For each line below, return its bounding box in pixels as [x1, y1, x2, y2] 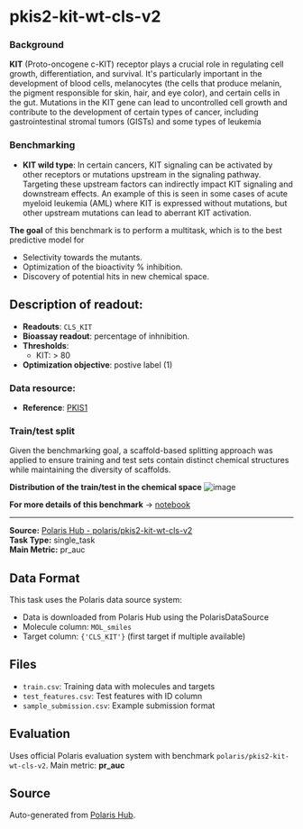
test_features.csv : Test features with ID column [22, 690, 203, 701]
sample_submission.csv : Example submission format [22, 700, 216, 711]
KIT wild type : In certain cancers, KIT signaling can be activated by [22, 159, 273, 170]
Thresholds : [22, 340, 69, 351]
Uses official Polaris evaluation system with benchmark [9, 750, 215, 761]
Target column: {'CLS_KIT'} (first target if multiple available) [22, 631, 246, 642]
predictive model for [9, 234, 85, 245]
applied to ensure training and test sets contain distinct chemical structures [9, 455, 289, 466]
